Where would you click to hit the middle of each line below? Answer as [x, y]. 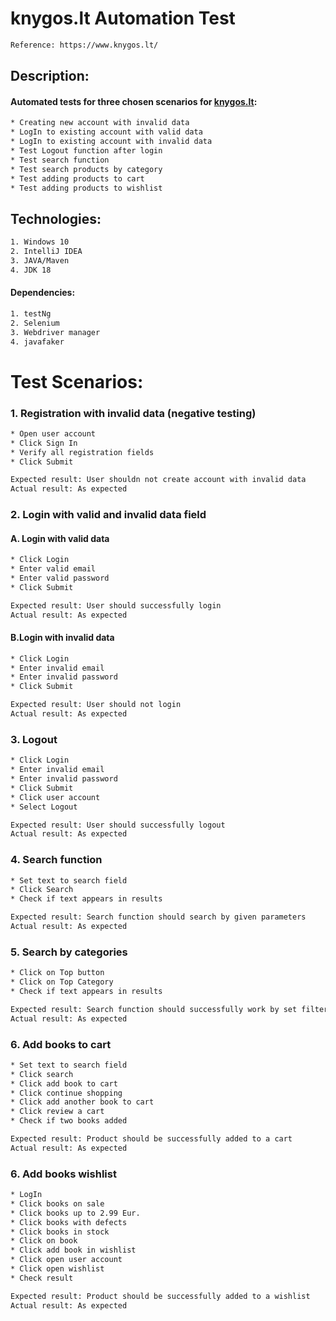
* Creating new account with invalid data [100, 123]
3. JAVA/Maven [40, 260]
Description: [50, 76]
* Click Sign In [44, 443]
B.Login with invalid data [62, 638]
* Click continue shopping [66, 1093]
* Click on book [44, 1241]
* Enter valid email [53, 569]
